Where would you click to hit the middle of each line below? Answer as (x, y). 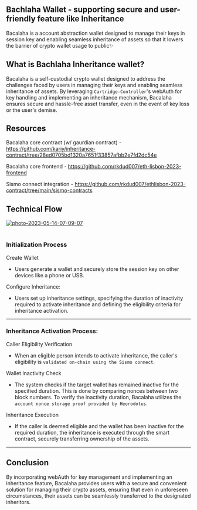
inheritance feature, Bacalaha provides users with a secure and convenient (96, 483)
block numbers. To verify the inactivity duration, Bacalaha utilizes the (98, 397)
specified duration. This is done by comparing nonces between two (96, 390)
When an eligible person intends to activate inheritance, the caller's (96, 355)
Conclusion (28, 463)
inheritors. (18, 502)
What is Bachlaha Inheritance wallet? (75, 64)
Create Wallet (23, 257)
